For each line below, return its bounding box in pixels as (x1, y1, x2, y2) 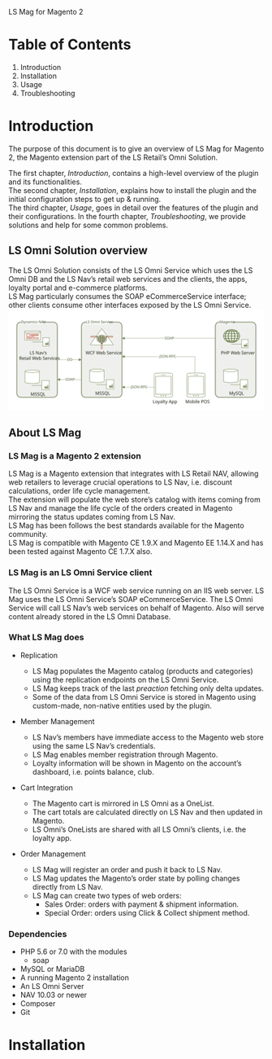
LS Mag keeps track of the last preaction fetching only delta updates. (32, 683, 264, 693)
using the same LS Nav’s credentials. (32, 740, 156, 750)
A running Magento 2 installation (19, 973, 130, 982)
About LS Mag (8, 425, 82, 439)
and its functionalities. (8, 177, 83, 187)
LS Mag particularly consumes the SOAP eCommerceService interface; (8, 291, 247, 301)
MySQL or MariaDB (19, 965, 85, 974)
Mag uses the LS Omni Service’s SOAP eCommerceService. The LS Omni (8, 594, 253, 604)
